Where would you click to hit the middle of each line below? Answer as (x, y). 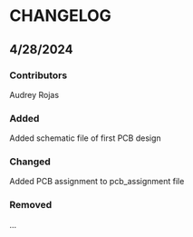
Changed (30, 162)
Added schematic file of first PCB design (85, 138)
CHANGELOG (60, 16)
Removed (31, 205)
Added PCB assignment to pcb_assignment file (97, 182)
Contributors (39, 75)
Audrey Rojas (34, 94)
